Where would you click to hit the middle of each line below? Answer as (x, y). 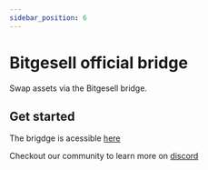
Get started (42, 116)
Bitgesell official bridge (99, 62)
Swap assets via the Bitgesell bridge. (79, 88)
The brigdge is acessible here (65, 138)
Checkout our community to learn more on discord (104, 156)
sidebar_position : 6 (49, 18)
